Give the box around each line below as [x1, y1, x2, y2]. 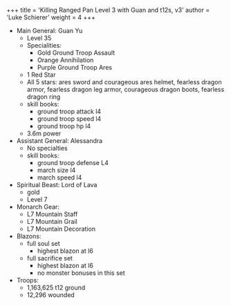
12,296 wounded [26, 291, 75, 299]
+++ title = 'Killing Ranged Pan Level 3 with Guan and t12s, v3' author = [6, 6, 210, 14]
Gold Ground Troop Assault [37, 48, 115, 57]
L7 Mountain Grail [26, 218, 77, 225]
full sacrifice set [26, 254, 73, 262]
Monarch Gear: [16, 203, 60, 211]
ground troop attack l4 [37, 107, 102, 115]
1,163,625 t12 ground [26, 283, 86, 291]
